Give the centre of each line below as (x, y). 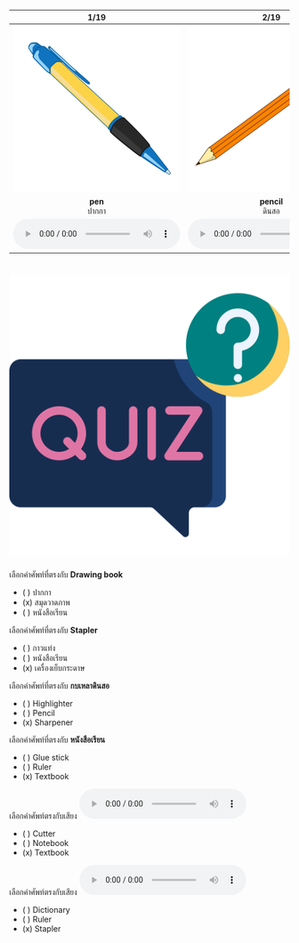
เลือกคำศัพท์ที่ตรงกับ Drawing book (66, 574)
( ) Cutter (39, 834)
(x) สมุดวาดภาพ (46, 602)
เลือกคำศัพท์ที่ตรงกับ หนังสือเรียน (57, 739)
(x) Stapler (41, 928)
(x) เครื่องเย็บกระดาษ (53, 667)
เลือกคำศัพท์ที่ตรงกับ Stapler (53, 630)
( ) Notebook (45, 842)
